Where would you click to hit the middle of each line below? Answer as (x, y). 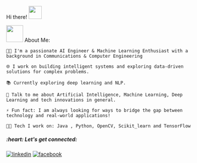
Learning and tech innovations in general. (61, 100)
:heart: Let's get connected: (42, 139)
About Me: (37, 40)
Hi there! (17, 17)
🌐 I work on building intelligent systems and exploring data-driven (95, 67)
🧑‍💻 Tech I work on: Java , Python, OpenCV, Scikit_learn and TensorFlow (98, 126)
